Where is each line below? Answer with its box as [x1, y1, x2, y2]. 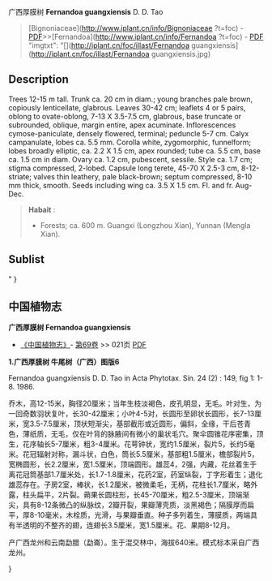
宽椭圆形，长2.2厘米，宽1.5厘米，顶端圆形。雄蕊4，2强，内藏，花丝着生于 [8, 459, 257, 469]
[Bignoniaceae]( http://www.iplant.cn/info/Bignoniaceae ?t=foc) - [28, 24, 244, 32]
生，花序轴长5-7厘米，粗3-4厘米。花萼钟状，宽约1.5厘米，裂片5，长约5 [8, 439, 249, 449]
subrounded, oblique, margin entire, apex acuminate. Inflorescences [8, 120, 236, 130]
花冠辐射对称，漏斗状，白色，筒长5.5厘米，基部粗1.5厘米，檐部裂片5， [22, 450, 259, 459]
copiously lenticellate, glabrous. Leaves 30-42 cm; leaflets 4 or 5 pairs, [8, 102, 246, 112]
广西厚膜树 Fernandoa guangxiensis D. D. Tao [8, 7, 164, 16]
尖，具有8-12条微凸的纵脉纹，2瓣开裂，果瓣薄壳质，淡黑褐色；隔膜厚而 [8, 500, 248, 510]
